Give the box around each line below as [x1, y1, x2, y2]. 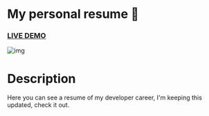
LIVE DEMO [7, 31, 46, 41]
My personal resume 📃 [7, 6, 140, 22]
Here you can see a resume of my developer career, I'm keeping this [7, 93, 203, 102]
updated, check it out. [7, 101, 70, 109]
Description [7, 70, 76, 86]
